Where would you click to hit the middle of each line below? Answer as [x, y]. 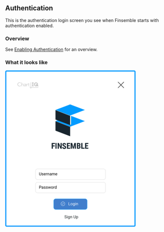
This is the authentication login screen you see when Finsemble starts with [82, 20]
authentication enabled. [29, 25]
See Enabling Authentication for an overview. [51, 49]
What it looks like [26, 62]
